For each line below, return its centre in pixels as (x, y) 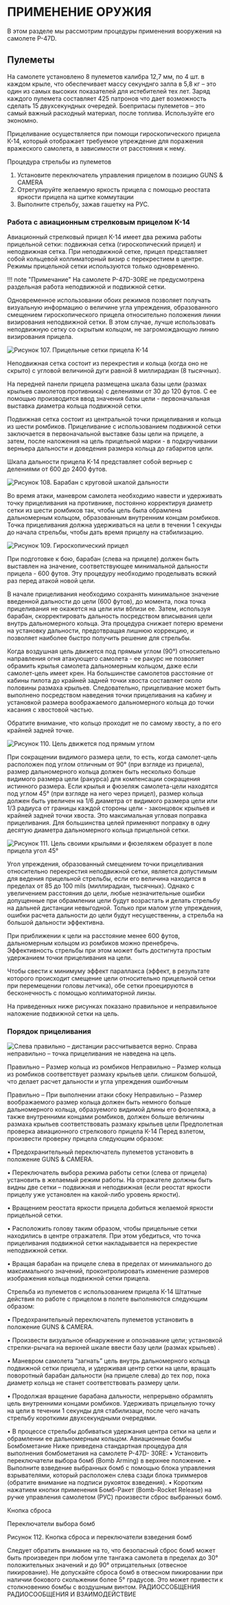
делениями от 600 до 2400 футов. (57, 469)
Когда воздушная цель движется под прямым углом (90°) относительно (114, 651)
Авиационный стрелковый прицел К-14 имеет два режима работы (104, 237)
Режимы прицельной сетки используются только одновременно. (103, 266)
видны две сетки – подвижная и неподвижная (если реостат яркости (109, 1188)
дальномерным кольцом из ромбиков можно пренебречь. (93, 943)
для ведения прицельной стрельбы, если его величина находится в (107, 879)
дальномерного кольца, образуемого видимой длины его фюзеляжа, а (112, 1110)
